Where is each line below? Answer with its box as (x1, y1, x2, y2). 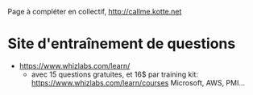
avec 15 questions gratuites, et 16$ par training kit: (31, 69, 199, 79)
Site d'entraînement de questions (7, 35, 236, 53)
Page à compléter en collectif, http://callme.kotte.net (7, 7, 182, 16)
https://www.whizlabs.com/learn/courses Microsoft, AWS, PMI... (31, 77, 246, 87)
